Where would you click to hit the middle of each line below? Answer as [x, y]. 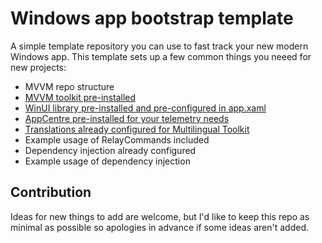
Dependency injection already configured [110, 150]
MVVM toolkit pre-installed [80, 97]
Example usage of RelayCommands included [117, 139]
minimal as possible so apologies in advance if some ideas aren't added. [160, 227]
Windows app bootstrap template [152, 18]
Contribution [51, 192]
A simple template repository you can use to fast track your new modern [159, 46]
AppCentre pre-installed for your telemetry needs [127, 118]
